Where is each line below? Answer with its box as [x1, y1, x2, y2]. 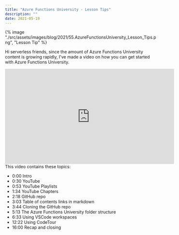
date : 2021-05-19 [5, 16, 40, 21]
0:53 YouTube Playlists [12, 183, 57, 189]
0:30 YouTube [12, 178, 40, 184]
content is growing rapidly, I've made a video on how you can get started [5, 54, 150, 60]
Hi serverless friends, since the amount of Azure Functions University [5, 49, 143, 55]
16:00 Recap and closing [12, 224, 61, 230]
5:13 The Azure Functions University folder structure [12, 209, 116, 215]
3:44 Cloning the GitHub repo [12, 204, 71, 210]
